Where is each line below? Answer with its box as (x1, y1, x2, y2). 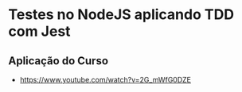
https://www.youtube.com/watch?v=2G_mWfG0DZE (19, 75, 192, 84)
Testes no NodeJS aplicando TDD (8, 6, 235, 24)
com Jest (8, 22, 71, 40)
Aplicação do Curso (8, 54, 109, 67)
